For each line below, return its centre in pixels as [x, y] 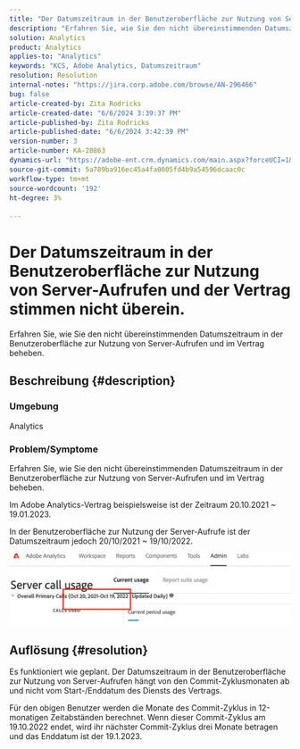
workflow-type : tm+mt [50, 179]
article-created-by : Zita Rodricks [75, 104]
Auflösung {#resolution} [79, 650]
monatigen [29, 717]
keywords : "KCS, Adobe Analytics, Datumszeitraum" [105, 66]
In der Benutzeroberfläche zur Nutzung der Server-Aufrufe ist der [130, 532]
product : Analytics [46, 47]
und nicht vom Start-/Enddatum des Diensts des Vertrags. [116, 690]
